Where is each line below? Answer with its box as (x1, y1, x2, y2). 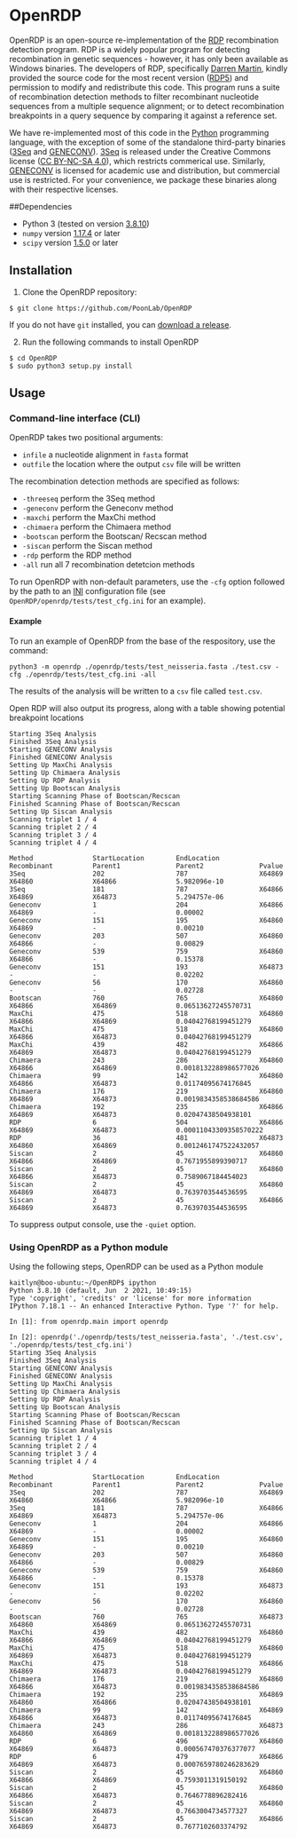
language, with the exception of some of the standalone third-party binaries (9, 137, 286, 147)
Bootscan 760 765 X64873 (9, 1612, 284, 1621)
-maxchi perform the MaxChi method (21, 512, 157, 523)
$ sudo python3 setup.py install (9, 361, 133, 370)
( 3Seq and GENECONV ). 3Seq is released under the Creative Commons (9, 146, 271, 156)
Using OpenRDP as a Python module (9, 1240, 168, 1253)
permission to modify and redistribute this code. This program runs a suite (9, 82, 281, 92)
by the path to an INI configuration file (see (9, 586, 166, 597)
